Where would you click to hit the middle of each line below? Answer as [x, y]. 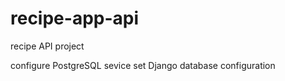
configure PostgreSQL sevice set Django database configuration [143, 65]
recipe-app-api [75, 18]
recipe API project [47, 46]
